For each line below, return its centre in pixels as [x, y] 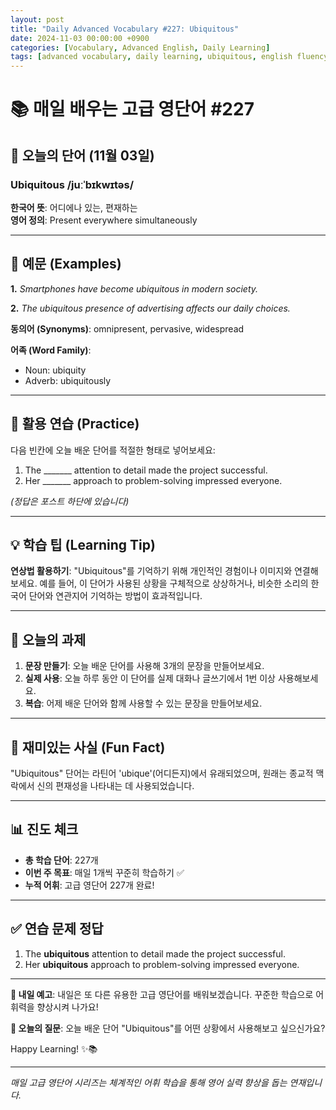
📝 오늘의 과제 [48, 639]
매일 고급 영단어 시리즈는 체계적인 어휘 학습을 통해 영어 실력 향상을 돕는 [149, 1082]
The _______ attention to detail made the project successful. [146, 470]
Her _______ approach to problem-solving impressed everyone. [153, 480]
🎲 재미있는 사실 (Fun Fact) [88, 747]
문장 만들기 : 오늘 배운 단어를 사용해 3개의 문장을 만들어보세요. [144, 666]
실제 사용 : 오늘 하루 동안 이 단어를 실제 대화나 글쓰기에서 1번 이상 [150, 678]
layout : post [37, 19]
